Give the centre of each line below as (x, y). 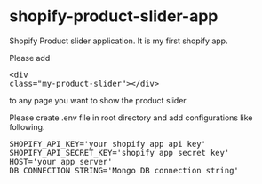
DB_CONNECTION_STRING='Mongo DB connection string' (124, 170)
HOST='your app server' (61, 161)
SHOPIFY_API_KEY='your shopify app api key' (108, 144)
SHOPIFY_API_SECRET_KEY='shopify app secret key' (119, 153)
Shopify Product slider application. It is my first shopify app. (119, 41)
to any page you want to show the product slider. (99, 100)
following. (27, 126)
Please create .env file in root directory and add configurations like (131, 118)
